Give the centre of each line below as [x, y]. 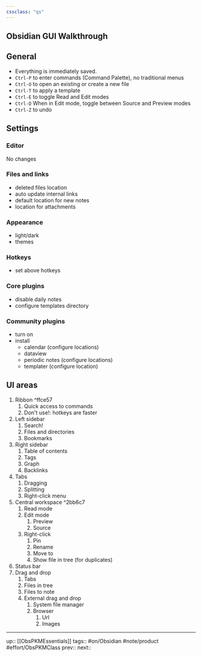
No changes [21, 159]
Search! [34, 425]
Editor [15, 146]
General [22, 57]
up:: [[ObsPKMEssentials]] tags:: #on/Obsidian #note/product [82, 641]
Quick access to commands [58, 406]
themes [24, 242]
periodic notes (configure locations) [68, 360]
